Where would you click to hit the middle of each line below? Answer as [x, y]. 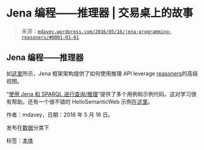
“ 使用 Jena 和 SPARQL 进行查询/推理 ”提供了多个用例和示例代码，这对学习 [99, 94]
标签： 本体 [20, 140]
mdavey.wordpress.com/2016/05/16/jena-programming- [105, 32]
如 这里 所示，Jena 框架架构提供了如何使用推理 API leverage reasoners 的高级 [102, 73]
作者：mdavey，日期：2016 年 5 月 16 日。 [60, 115]
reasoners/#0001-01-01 [50, 37]
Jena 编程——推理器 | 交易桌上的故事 [100, 13]
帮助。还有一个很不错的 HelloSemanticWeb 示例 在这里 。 [82, 101]
